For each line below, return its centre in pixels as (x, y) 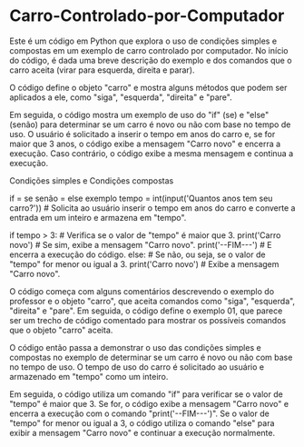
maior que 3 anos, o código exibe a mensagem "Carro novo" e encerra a (145, 144)
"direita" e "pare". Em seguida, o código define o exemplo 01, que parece (146, 311)
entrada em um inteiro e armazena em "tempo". (98, 217)
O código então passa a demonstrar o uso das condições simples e (135, 347)
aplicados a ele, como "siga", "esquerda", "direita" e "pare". (121, 97)
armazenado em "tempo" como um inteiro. (89, 376)
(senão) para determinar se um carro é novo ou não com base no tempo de (150, 124)
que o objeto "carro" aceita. (61, 330)
